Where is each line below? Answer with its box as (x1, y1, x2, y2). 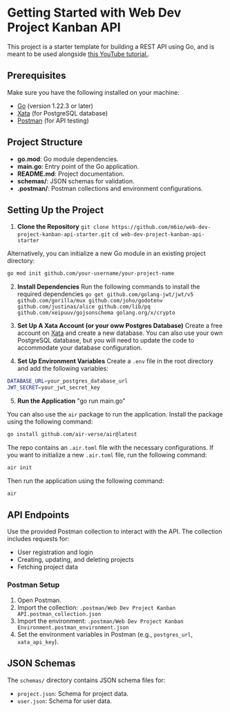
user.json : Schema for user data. (17, 697, 113, 705)
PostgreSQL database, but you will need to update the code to (17, 336, 195, 345)
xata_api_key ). (17, 637, 59, 646)
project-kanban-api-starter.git (17, 231, 111, 238)
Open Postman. (17, 596, 62, 604)
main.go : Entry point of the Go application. (17, 162, 140, 170)
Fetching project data (17, 563, 78, 572)
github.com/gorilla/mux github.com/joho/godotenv (17, 298, 164, 304)
